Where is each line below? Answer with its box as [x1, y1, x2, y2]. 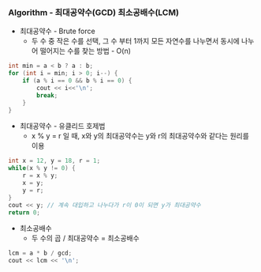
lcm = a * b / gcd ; [8, 249, 73, 258]
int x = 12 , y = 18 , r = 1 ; [8, 157, 101, 165]
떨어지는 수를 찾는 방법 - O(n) [39, 46, 132, 56]
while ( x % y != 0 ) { [8, 164, 76, 172]
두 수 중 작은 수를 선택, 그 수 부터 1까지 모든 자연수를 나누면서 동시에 [31, 36, 240, 46]
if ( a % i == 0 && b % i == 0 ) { [22, 77, 132, 85]
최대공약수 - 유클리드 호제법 [19, 121, 106, 131]
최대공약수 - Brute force [19, 26, 96, 36]
